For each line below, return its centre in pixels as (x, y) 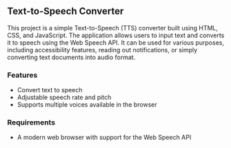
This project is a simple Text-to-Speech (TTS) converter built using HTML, (113, 28)
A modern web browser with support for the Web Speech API (104, 138)
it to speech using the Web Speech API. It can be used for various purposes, (115, 42)
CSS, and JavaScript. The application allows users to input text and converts (116, 35)
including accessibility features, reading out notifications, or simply (102, 50)
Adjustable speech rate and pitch (64, 97)
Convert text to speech (50, 90)
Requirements (31, 123)
